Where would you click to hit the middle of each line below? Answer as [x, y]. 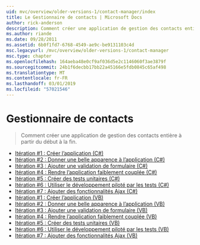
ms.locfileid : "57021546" [38, 89]
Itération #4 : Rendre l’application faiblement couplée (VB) [86, 216]
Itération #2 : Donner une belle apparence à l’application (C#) [90, 159]
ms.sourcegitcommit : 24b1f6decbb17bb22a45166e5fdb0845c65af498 [86, 67]
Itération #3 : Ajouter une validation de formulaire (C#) [81, 166]
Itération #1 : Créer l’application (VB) [59, 197]
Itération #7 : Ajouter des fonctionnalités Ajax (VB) [76, 235]
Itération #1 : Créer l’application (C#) [59, 153]
